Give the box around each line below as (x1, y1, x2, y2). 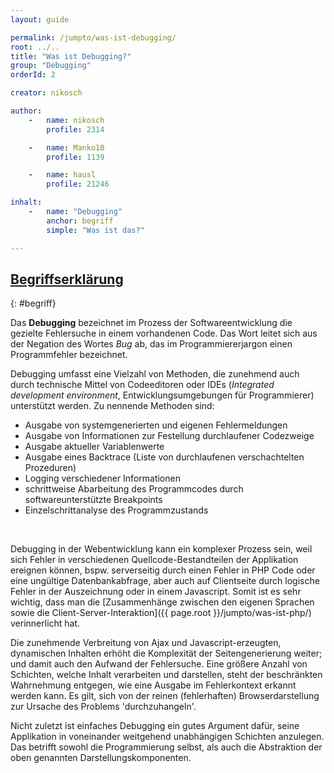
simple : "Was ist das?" (46, 225, 145, 235)
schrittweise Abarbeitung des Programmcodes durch (24, 483, 244, 495)
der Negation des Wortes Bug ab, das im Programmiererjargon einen (10, 338, 293, 350)
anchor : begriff (46, 216, 114, 226)
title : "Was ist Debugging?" (10, 51, 132, 61)
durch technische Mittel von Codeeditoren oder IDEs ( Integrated (10, 379, 275, 391)
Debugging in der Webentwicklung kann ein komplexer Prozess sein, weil (10, 543, 313, 555)
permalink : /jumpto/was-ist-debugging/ (10, 32, 177, 43)
